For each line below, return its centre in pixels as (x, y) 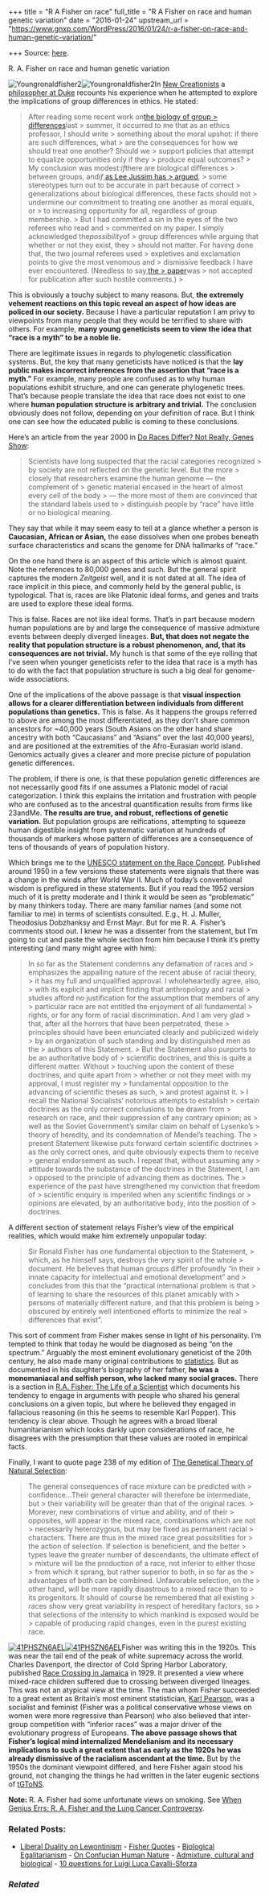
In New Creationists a (190, 84)
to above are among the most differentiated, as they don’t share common (129, 720)
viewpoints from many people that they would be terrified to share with (126, 320)
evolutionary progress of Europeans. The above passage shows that (123, 1733)
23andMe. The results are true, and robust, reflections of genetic (118, 813)
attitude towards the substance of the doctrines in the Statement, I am (144, 1169)
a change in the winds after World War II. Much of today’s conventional (125, 880)
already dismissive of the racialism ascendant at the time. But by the (124, 1758)
